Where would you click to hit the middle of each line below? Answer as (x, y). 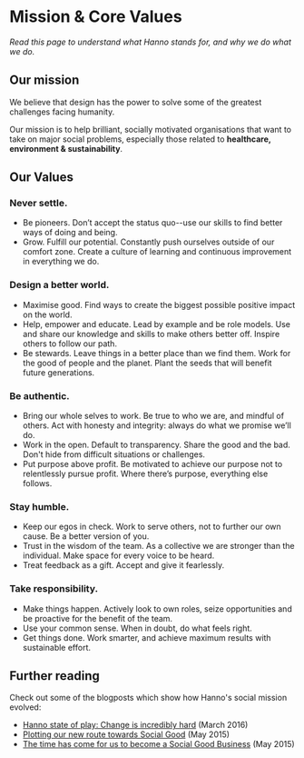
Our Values (42, 178)
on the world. (47, 314)
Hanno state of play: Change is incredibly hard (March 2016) (135, 725)
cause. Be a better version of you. (86, 536)
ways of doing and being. (70, 233)
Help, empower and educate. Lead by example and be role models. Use (156, 324)
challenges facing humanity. (62, 112)
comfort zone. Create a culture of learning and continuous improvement (157, 252)
